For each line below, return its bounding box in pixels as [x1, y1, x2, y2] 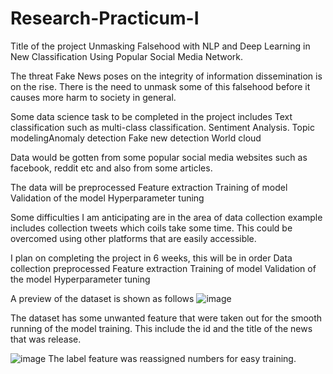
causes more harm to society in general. [10, 91, 177, 103]
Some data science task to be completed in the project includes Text [10, 110, 293, 122]
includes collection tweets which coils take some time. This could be [10, 222, 293, 234]
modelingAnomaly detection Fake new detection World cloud [10, 132, 262, 144]
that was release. [10, 333, 82, 345]
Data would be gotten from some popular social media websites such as [10, 151, 308, 163]
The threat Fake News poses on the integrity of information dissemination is [10, 70, 323, 82]
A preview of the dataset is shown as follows [10, 292, 195, 304]
